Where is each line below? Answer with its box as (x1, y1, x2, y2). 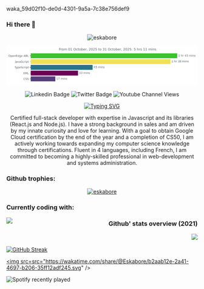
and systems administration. (66, 159, 138, 167)
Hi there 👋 (6, 20, 36, 28)
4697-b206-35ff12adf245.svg (6, 264, 81, 271)
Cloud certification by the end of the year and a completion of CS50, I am (10, 133, 194, 141)
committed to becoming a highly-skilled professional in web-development (10, 153, 194, 160)
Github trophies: (6, 174, 56, 183)
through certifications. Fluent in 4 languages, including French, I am (17, 147, 187, 154)
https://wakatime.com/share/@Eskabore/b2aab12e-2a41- (45, 257, 189, 265)
